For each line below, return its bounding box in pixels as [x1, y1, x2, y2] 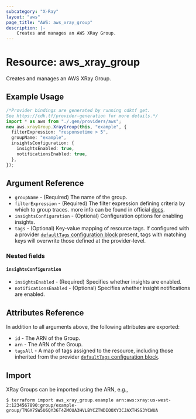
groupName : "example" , [11, 135, 67, 141]
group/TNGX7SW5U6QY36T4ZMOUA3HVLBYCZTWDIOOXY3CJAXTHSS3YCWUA [6, 408, 159, 414]
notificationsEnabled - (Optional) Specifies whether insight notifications [14, 285, 190, 292]
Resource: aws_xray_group [6, 56, 140, 69]
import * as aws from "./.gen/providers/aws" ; [6, 118, 122, 124]
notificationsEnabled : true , [16, 151, 88, 157]
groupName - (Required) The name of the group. [14, 194, 128, 201]
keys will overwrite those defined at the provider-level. [14, 237, 146, 244]
